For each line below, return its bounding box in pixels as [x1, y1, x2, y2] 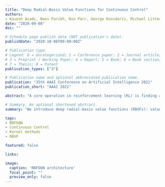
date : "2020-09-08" [5, 21, 45, 26]
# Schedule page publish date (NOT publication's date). [5, 35, 124, 39]
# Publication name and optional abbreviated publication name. [5, 75, 139, 80]
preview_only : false [9, 175, 52, 180]
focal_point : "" [9, 170, 43, 175]
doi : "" [5, 26, 21, 31]
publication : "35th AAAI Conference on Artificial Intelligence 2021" [5, 80, 153, 85]
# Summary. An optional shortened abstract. [5, 102, 98, 107]
